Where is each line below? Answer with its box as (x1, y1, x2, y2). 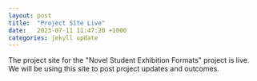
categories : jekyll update (8, 33, 98, 42)
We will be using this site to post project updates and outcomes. (8, 64, 220, 74)
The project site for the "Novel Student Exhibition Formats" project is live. (8, 56, 250, 65)
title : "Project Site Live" (8, 19, 106, 27)
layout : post (8, 11, 52, 20)
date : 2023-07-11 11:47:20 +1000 (8, 26, 127, 34)
